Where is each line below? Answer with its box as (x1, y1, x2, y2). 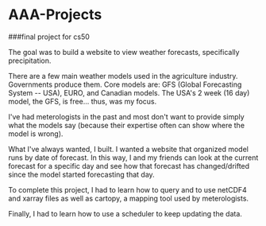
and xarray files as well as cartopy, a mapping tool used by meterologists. (8, 193, 249, 203)
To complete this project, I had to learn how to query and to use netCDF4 (8, 185, 248, 194)
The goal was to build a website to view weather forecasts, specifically (8, 47, 240, 56)
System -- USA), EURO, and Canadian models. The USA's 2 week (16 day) (8, 88, 250, 97)
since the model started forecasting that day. (8, 169, 155, 179)
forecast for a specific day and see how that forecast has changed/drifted (8, 161, 250, 170)
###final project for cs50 (8, 32, 90, 41)
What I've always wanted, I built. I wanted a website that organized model (8, 144, 249, 154)
